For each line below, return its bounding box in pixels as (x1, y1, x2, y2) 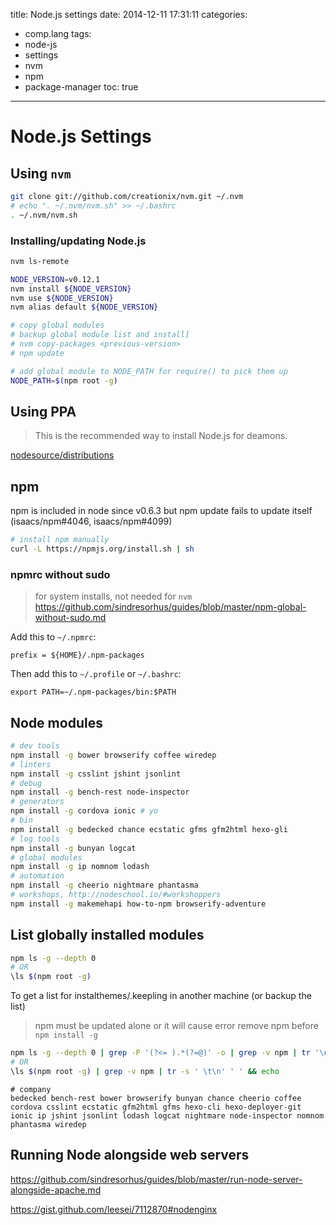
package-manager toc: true (24, 81, 139, 93)
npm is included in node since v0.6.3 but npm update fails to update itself (10, 505, 313, 517)
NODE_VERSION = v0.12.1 (10, 274, 101, 284)
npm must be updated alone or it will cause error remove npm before (34, 1020, 319, 1032)
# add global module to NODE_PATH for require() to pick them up (10, 366, 288, 376)
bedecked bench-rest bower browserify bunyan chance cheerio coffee (10, 1093, 302, 1103)
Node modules (10, 714, 103, 731)
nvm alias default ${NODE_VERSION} (10, 302, 159, 313)
